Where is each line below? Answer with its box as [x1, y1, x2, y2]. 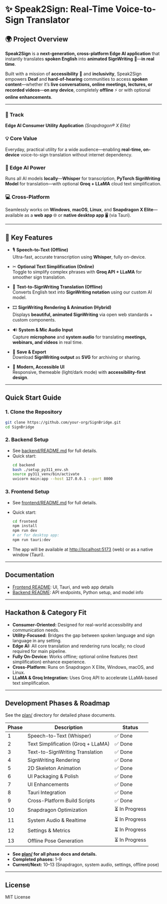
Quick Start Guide [5, 394, 62, 402]
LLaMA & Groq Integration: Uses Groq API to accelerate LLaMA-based [12, 674, 158, 681]
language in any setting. [12, 637, 62, 643]
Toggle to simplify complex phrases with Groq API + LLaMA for [12, 269, 142, 275]
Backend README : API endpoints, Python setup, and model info [12, 589, 144, 595]
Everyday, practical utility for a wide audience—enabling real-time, [5, 146, 143, 152]
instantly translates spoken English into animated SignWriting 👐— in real [5, 56, 155, 62]
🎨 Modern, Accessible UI [12, 364, 65, 370]
